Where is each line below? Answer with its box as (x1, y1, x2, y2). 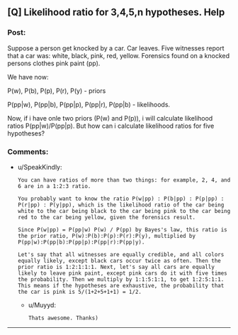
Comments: (7, 146, 49, 156)
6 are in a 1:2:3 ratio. (17, 182, 91, 190)
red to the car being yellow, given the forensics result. (17, 214, 196, 221)
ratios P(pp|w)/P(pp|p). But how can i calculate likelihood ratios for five (7, 121, 215, 130)
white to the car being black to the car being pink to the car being (17, 207, 231, 214)
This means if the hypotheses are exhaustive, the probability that (17, 282, 225, 289)
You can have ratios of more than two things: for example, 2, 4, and (17, 176, 231, 184)
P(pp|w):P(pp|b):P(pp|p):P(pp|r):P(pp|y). (17, 238, 145, 246)
